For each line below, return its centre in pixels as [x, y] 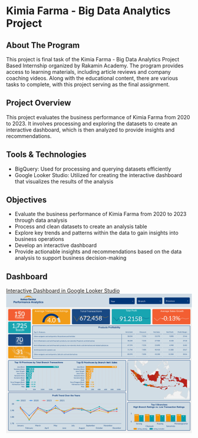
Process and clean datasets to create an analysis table [81, 227]
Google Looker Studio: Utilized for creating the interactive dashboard [98, 175]
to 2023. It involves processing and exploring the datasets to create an [92, 123]
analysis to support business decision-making [70, 258]
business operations [39, 239]
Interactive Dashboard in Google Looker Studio [63, 291]
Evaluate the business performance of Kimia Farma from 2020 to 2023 [100, 214]
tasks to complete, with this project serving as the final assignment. [88, 84]
